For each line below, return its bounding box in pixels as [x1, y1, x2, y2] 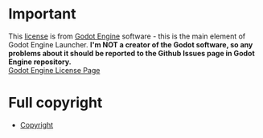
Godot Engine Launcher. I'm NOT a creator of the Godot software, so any [8, 39, 253, 49]
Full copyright [8, 94, 103, 112]
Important [8, 5, 76, 23]
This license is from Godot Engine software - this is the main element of [8, 31, 246, 41]
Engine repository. [8, 57, 72, 67]
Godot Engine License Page [8, 65, 101, 75]
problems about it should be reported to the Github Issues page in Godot [8, 48, 255, 58]
